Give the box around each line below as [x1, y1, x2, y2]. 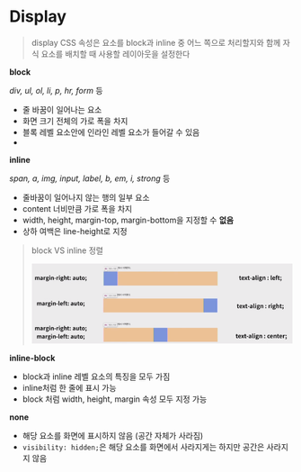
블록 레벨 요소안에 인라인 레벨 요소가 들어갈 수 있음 [22, 126, 200, 137]
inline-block [9, 352, 56, 363]
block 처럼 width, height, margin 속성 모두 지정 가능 [22, 394, 208, 404]
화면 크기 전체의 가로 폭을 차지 [22, 115, 128, 126]
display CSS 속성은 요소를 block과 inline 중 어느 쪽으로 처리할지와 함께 [31, 37, 281, 48]
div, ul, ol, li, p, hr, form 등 [9, 85, 103, 95]
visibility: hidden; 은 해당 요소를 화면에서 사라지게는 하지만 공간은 [22, 441, 265, 452]
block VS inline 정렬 [31, 245, 103, 256]
